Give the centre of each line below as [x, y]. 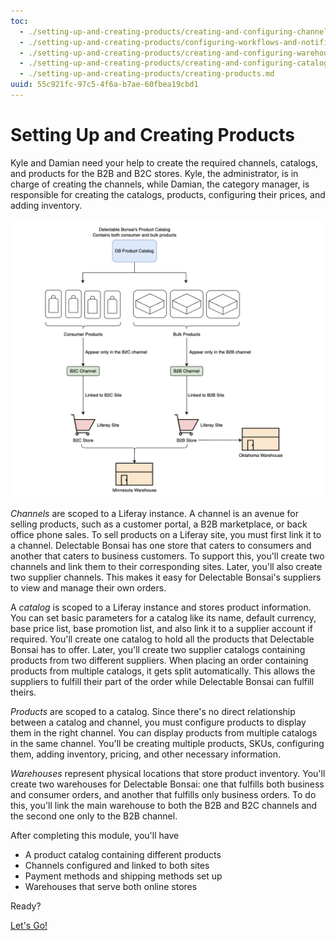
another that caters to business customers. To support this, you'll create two [167, 556]
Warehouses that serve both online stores [111, 886]
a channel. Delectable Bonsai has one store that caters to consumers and [161, 545]
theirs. [23, 692]
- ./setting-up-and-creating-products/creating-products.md [147, 74]
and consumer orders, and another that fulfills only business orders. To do [163, 794]
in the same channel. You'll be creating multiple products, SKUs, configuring [167, 743]
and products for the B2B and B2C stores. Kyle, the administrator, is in [154, 173]
